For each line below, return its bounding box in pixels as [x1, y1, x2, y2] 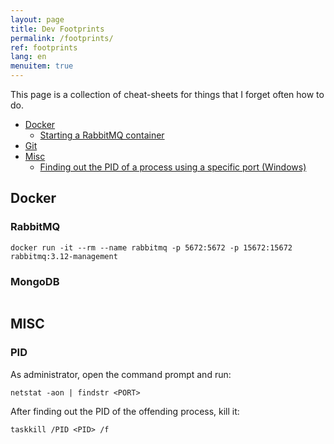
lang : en [10, 52, 47, 62]
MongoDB [10, 274, 60, 288]
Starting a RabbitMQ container [39, 129, 165, 141]
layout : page [10, 14, 65, 25]
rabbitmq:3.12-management [10, 251, 118, 261]
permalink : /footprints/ [10, 33, 114, 43]
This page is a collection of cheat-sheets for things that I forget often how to [10, 89, 325, 100]
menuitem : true [10, 61, 74, 71]
